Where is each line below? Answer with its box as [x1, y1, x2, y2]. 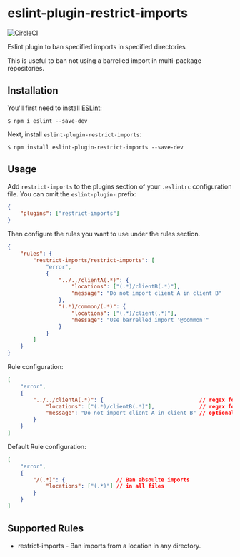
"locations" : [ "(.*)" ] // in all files [45, 483, 164, 490]
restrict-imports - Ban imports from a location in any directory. [17, 541, 201, 550]
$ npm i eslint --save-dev [7, 117, 88, 124]
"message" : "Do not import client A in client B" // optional [45, 409, 235, 417]
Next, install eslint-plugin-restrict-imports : [7, 130, 141, 139]
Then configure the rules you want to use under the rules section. [7, 230, 201, 239]
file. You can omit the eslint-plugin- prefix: [7, 189, 137, 198]
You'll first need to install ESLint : [7, 104, 102, 112]
